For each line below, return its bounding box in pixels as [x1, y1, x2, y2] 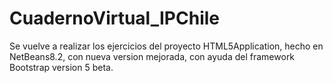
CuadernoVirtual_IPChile [9, 7, 220, 30]
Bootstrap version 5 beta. [9, 61, 114, 73]
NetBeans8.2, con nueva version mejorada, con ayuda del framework [9, 50, 296, 62]
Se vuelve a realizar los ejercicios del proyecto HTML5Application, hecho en [9, 40, 324, 52]
